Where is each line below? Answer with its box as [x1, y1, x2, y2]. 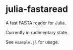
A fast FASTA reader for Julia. [5, 20, 66, 26]
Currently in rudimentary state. [5, 29, 69, 35]
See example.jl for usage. [5, 39, 59, 45]
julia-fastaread [5, 3, 69, 15]
